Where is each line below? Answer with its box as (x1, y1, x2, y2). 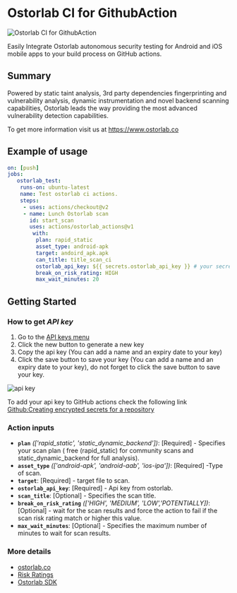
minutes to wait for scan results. (17, 529, 111, 538)
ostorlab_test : (16, 177, 61, 184)
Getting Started (7, 295, 77, 307)
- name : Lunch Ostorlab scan (23, 210, 109, 217)
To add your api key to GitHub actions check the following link (7, 398, 188, 406)
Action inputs (7, 423, 55, 433)
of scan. (17, 469, 42, 478)
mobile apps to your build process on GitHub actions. (7, 49, 162, 58)
